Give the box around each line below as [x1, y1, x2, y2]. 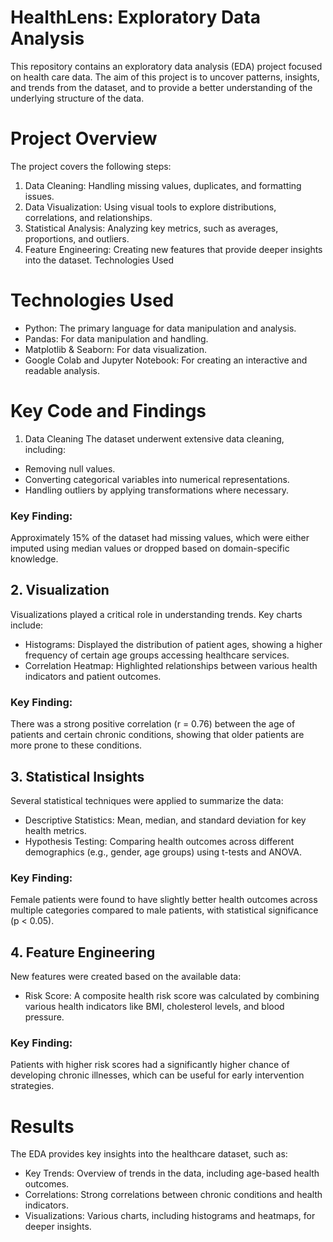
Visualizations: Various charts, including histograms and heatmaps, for [24, 1210, 316, 1222]
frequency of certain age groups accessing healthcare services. [24, 649, 290, 661]
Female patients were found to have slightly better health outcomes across [10, 894, 318, 906]
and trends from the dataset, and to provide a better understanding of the [10, 81, 313, 93]
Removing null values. [24, 462, 116, 475]
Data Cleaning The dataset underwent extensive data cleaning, [24, 432, 285, 445]
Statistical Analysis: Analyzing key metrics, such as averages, [24, 222, 279, 234]
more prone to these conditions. [10, 739, 143, 751]
